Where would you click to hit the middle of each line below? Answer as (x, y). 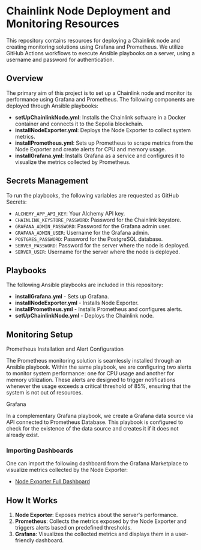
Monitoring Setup (40, 334)
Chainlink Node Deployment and (88, 11)
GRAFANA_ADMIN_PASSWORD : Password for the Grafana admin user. (93, 226)
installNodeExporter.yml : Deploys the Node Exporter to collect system (103, 130)
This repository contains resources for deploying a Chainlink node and (93, 40)
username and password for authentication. (60, 59)
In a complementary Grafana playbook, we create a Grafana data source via (100, 416)
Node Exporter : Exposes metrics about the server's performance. (96, 515)
